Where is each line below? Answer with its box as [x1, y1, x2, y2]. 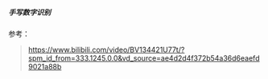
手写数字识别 [8, 7, 51, 17]
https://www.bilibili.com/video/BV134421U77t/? [27, 45, 185, 54]
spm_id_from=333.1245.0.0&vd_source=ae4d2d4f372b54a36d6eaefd [27, 53, 260, 63]
